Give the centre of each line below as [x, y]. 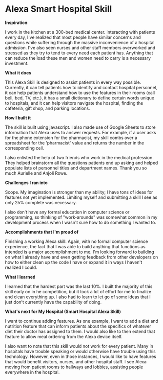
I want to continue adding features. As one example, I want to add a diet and [82, 321]
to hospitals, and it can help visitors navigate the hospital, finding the [74, 103]
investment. [17, 63]
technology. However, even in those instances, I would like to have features [81, 356]
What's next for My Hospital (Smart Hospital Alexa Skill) [63, 311]
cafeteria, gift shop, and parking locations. [48, 108]
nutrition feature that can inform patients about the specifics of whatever [78, 326]
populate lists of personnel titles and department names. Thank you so [76, 168]
